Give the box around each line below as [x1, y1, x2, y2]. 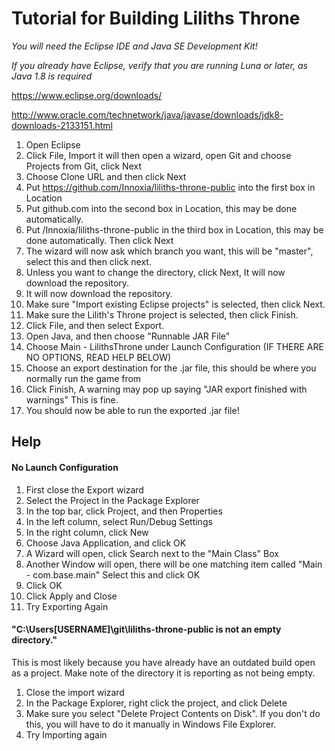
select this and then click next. [25, 255, 152, 267]
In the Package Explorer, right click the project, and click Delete [25, 697, 288, 709]
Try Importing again [25, 728, 108, 741]
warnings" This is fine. [25, 393, 119, 406]
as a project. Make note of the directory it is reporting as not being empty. [11, 667, 316, 679]
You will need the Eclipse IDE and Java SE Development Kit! [11, 40, 258, 52]
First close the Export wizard [25, 483, 144, 496]
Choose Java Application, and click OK [25, 537, 187, 549]
